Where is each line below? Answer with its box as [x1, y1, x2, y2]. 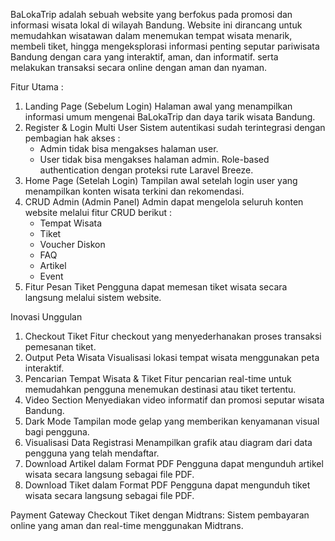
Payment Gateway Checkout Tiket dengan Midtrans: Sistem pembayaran [10, 509, 310, 521]
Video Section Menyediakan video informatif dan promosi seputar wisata [24, 394, 325, 406]
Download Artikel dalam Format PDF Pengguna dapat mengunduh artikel [24, 458, 324, 469]
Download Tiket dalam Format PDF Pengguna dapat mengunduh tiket [24, 479, 311, 491]
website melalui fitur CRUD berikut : [24, 207, 173, 218]
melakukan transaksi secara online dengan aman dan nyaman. [10, 62, 268, 73]
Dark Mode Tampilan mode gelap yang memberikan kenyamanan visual [24, 415, 320, 427]
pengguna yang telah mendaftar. [24, 447, 160, 459]
